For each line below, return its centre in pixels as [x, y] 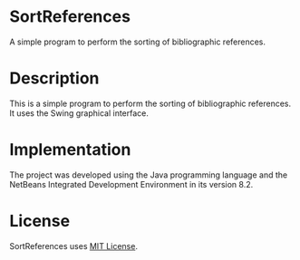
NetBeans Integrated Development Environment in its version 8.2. [131, 184]
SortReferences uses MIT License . [74, 246]
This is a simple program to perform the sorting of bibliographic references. [150, 103]
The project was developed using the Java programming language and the [149, 175]
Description [54, 78]
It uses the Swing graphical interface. [79, 113]
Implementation [70, 150]
